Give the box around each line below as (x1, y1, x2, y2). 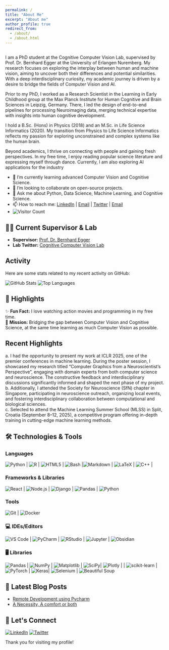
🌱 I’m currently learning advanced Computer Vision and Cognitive (12, 174, 149, 180)
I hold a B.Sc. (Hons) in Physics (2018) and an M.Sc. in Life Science (5, 122, 145, 128)
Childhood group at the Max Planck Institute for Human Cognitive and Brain (5, 97, 162, 103)
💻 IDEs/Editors (5, 523, 43, 530)
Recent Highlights (5, 339, 63, 348)
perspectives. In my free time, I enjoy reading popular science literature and (5, 154, 163, 160)
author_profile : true (5, 21, 51, 27)
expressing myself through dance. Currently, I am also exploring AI (5, 159, 144, 165)
